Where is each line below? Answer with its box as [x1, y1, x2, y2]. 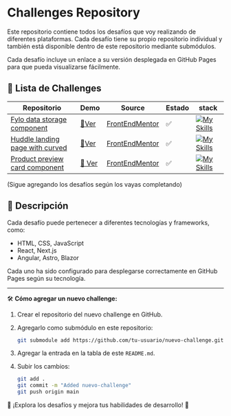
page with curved [10, 143, 67, 152]
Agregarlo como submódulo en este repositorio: [16, 323, 153, 332]
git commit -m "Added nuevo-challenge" [16, 382, 132, 389]
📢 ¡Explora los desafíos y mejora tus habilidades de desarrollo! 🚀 [7, 401, 189, 409]
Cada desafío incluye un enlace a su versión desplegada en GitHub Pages [7, 55, 217, 63]
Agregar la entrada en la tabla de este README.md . [16, 349, 155, 358]
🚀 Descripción [7, 200, 69, 212]
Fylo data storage [10, 115, 67, 124]
